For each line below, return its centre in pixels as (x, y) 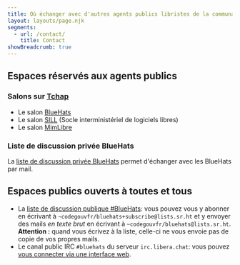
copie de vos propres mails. (59, 239)
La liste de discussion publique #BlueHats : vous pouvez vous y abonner (124, 209)
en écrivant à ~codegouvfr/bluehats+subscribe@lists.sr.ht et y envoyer (124, 216)
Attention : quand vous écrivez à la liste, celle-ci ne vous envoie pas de (123, 231)
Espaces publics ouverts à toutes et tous (100, 191)
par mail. (20, 169)
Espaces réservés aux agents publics (92, 76)
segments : (22, 27)
